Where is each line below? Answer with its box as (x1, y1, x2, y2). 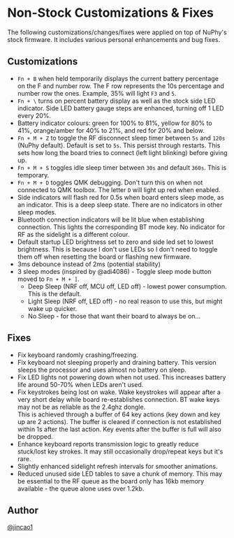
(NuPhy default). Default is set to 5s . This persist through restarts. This (17, 141, 221, 150)
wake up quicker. (27, 304, 78, 312)
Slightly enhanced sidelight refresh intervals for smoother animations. (17, 462, 218, 470)
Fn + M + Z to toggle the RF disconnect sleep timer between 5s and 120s (17, 133, 226, 142)
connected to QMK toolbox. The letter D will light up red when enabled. (17, 185, 221, 194)
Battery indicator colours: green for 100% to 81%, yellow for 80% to (17, 119, 212, 127)
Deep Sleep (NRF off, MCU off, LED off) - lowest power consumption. (27, 282, 227, 291)
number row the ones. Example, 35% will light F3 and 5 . (17, 89, 177, 97)
